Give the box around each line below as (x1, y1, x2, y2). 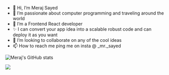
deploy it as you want (12, 32, 58, 38)
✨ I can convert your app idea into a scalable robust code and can (12, 26, 152, 32)
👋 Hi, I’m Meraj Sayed (12, 5, 58, 11)
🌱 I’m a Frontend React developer (12, 21, 83, 27)
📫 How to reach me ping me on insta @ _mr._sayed (12, 43, 121, 49)
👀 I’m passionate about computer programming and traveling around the (12, 10, 164, 16)
